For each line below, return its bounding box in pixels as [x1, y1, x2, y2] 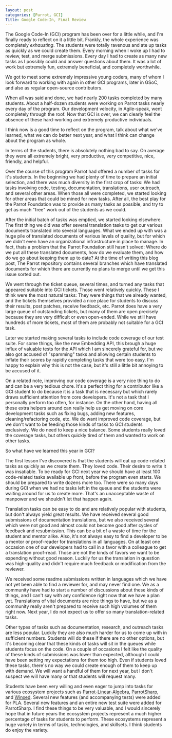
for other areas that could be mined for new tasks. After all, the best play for [5, 196, 166, 202]
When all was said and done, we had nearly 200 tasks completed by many [5, 95, 163, 101]
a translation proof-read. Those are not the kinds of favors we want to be [5, 550, 160, 556]
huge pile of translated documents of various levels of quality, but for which [5, 233, 165, 239]
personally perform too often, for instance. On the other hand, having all [5, 400, 158, 406]
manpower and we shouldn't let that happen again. [5, 496, 113, 502]
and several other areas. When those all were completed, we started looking [5, 190, 167, 196]
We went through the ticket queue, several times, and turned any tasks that [5, 281, 164, 287]
